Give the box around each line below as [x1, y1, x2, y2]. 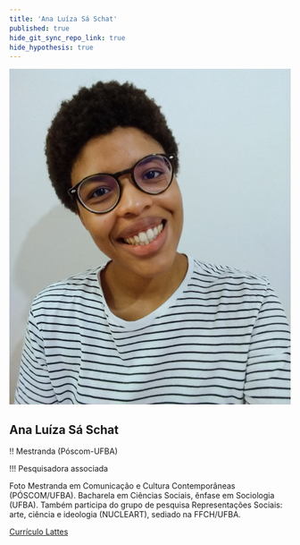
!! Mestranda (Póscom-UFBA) [9, 446, 119, 456]
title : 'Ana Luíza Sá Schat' [9, 14, 118, 23]
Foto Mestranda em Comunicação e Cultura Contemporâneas [9, 481, 236, 491]
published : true [9, 23, 70, 33]
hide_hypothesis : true [9, 43, 94, 52]
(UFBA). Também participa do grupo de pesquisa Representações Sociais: [9, 499, 283, 510]
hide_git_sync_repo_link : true [9, 33, 126, 42]
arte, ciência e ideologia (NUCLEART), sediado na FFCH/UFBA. [9, 509, 241, 520]
